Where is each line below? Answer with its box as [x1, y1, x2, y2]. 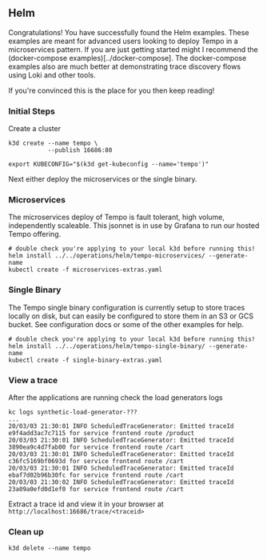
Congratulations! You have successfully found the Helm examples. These [8, 27, 249, 37]
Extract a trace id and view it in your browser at [8, 499, 164, 509]
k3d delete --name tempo [8, 544, 91, 553]
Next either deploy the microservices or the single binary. [8, 174, 197, 184]
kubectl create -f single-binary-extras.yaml [8, 356, 162, 364]
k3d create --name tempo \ [8, 139, 98, 147]
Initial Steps [8, 106, 56, 117]
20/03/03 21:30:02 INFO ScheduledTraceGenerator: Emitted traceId [8, 478, 234, 486]
